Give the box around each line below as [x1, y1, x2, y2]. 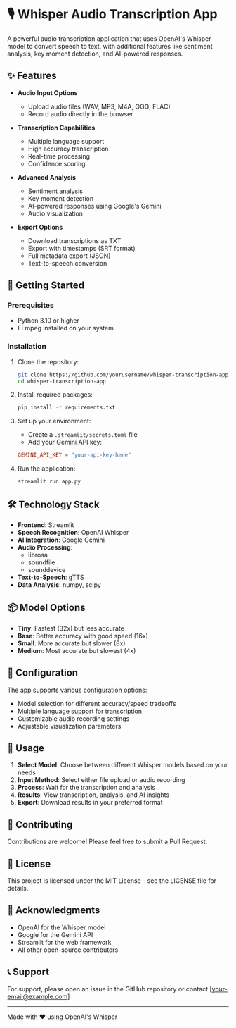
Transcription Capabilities [17, 123, 96, 132]
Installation [7, 342, 47, 352]
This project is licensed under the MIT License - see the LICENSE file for [7, 876, 216, 885]
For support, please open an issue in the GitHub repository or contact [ [7, 984, 212, 993]
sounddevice [27, 565, 66, 574]
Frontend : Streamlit [17, 520, 74, 529]
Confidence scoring [27, 159, 86, 168]
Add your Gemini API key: [27, 438, 103, 447]
